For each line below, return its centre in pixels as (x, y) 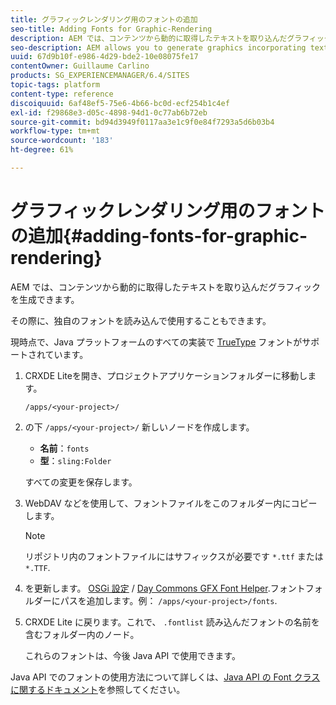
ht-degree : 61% (42, 150)
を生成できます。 (45, 299)
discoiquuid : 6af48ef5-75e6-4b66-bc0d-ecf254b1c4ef (120, 103)
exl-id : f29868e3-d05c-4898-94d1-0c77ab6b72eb (109, 112)
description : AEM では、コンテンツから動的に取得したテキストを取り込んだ (149, 38)
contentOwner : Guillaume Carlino (80, 66)
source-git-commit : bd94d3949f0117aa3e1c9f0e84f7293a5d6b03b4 (142, 122)
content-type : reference (62, 94)
